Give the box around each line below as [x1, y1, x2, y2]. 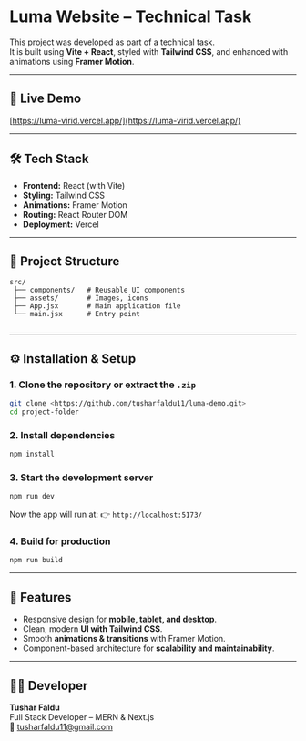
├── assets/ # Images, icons [13, 293, 148, 303]
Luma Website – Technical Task [9, 6, 252, 27]
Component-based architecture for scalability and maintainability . [22, 643, 275, 654]
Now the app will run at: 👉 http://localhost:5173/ [9, 509, 203, 520]
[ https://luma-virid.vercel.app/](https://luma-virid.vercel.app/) [9, 115, 241, 126]
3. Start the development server [9, 471, 154, 484]
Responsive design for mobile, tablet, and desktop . [22, 613, 217, 625]
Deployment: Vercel [22, 219, 99, 230]
